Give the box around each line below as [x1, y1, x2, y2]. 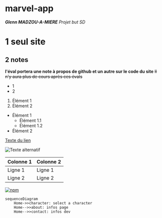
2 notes [5, 56, 28, 64]
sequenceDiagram [5, 196, 38, 201]
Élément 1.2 [19, 122, 43, 128]
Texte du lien [5, 137, 31, 143]
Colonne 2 [36, 158, 61, 165]
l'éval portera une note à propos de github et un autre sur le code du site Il [5, 68, 157, 74]
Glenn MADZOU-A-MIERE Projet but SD [5, 19, 86, 25]
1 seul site [5, 36, 46, 47]
